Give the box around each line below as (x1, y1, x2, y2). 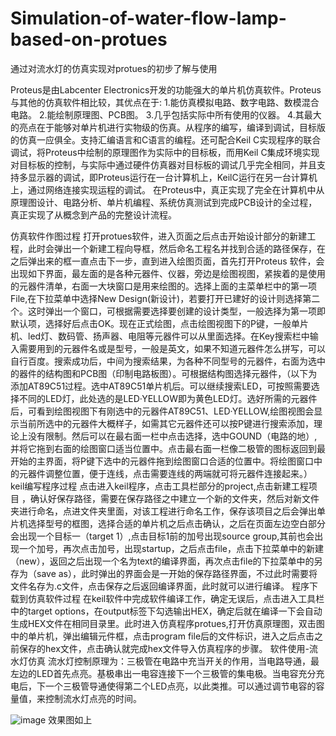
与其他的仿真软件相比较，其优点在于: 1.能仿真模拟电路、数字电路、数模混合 (10, 96, 320, 108)
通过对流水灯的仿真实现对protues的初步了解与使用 (10, 62, 218, 74)
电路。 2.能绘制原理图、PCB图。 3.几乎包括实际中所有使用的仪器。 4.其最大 (10, 108, 322, 121)
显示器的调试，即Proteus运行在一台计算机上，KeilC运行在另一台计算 (27, 171, 309, 183)
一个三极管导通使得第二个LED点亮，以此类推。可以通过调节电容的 (44, 680, 317, 692)
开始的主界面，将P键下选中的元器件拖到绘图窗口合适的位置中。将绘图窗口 (10, 455, 314, 467)
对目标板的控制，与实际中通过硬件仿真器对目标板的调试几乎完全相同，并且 (10, 158, 317, 171)
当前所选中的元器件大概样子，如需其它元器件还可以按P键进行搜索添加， (18, 417, 314, 429)
